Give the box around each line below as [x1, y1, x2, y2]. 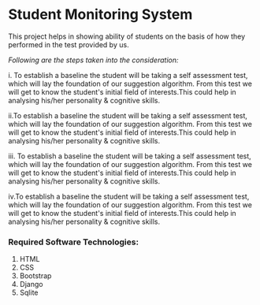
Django [19, 280, 43, 289]
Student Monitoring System [8, 6, 193, 24]
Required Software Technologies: [8, 236, 139, 247]
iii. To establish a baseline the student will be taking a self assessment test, [8, 151, 252, 161]
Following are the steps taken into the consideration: [8, 55, 179, 65]
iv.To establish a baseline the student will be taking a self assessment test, [8, 192, 250, 201]
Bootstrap [19, 271, 52, 281]
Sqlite [19, 288, 39, 297]
